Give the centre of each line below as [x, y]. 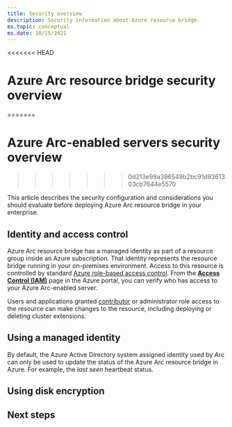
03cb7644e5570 [152, 184]
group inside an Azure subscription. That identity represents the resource [112, 258]
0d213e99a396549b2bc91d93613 [177, 177]
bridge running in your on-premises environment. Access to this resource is [115, 265]
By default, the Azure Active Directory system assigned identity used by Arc [116, 354]
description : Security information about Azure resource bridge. [103, 20]
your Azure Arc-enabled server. [52, 287]
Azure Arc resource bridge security [111, 81]
